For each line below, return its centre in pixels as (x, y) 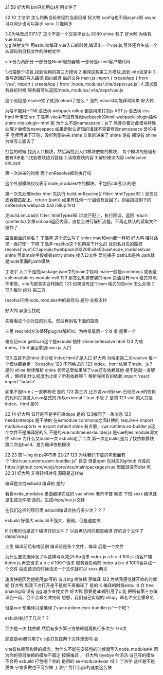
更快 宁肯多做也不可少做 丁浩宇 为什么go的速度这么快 (58, 667)
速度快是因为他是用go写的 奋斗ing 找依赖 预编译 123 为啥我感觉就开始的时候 (81, 579)
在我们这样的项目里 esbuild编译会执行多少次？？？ (55, 510)
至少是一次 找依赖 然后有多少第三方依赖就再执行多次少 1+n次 (66, 628)
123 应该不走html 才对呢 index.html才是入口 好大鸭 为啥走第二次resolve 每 (79, 358)
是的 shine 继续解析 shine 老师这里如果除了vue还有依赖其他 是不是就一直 (78, 370)
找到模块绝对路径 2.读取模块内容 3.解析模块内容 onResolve (88, 158)
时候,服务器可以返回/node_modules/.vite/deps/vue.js (71, 90)
